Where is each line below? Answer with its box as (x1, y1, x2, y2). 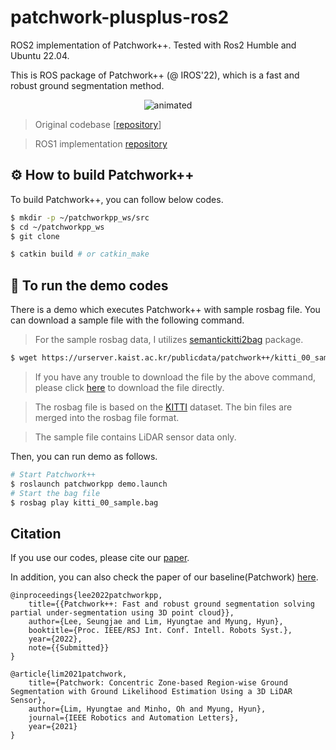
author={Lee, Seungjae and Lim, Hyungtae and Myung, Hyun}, (28, 617, 284, 627)
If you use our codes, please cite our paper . (10, 552, 190, 564)
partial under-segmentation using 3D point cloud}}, (10, 608, 235, 618)
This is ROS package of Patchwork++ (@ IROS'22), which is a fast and (10, 69, 300, 81)
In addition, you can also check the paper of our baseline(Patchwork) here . (10, 571, 319, 583)
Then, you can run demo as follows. (10, 450, 158, 462)
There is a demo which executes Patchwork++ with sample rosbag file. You (10, 304, 321, 316)
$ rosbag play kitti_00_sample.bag (10, 497, 159, 508)
